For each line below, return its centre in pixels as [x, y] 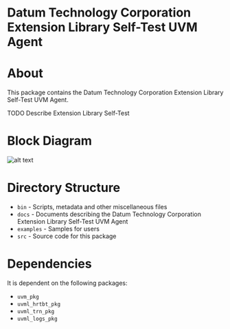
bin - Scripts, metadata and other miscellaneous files [92, 207]
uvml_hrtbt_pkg [39, 304]
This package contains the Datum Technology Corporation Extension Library [115, 93]
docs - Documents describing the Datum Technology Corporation [109, 214]
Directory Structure [64, 188]
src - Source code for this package [67, 236]
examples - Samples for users [58, 229]
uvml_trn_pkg [36, 311]
